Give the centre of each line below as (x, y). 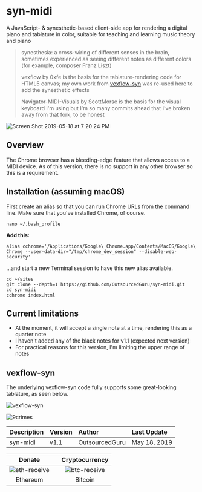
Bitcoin (85, 480)
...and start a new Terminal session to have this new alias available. (90, 268)
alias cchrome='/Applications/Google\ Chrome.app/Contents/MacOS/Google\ (101, 246)
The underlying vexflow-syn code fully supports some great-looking (91, 387)
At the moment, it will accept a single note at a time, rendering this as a (103, 328)
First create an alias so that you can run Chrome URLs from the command (98, 206)
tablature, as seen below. (37, 394)
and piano (19, 41)
